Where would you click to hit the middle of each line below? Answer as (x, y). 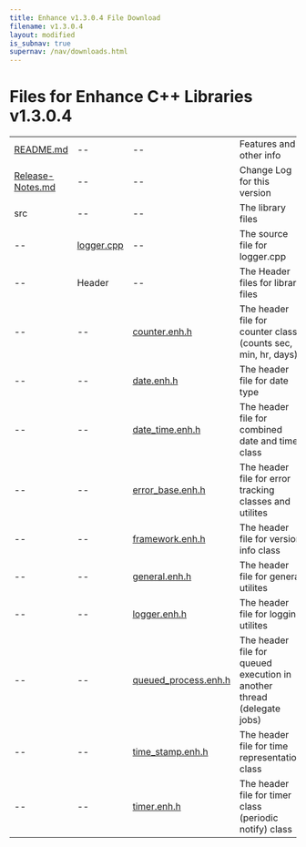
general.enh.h (162, 577)
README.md (41, 149)
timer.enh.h (157, 807)
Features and (267, 144)
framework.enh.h (169, 539)
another (256, 686)
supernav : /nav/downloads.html (69, 52)
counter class (268, 332)
